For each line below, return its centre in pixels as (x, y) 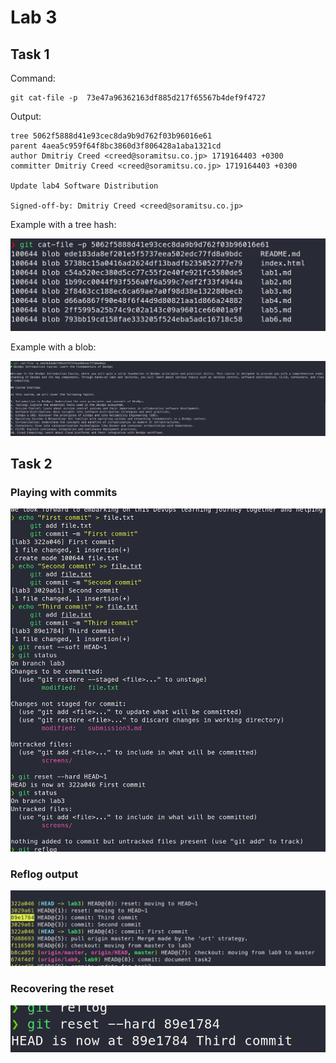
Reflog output (44, 874)
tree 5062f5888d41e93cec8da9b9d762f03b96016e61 (111, 136)
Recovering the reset (62, 989)
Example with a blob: (53, 347)
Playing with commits (64, 493)
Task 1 (30, 54)
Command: (33, 78)
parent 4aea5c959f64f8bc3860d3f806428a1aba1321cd (116, 146)
